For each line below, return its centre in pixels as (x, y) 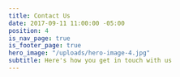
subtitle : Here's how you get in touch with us (90, 61)
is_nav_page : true (39, 38)
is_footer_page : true (45, 46)
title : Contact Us (39, 16)
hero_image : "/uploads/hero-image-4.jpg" (79, 53)
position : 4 (28, 30)
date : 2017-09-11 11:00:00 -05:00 (67, 23)
